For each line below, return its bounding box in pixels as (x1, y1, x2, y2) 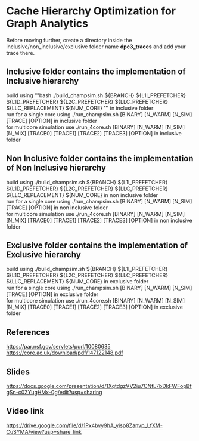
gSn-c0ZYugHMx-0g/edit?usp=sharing (6, 389, 102, 396)
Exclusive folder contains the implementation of (6, 240, 188, 250)
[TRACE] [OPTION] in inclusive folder (6, 117, 97, 124)
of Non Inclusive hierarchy (6, 163, 106, 173)
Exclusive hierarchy (6, 249, 82, 260)
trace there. (6, 49, 35, 56)
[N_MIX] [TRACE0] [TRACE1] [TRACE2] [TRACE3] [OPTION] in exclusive (6, 303, 184, 311)
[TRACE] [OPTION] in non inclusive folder (6, 204, 108, 211)
